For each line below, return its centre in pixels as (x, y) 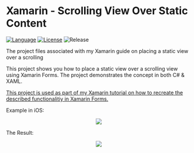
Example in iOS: (25, 110)
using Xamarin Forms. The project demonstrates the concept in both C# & (96, 75)
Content (26, 23)
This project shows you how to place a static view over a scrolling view (92, 68)
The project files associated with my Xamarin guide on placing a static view (97, 51)
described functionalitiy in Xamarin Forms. (57, 99)
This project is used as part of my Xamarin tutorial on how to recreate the (95, 92)
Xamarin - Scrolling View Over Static (97, 11)
